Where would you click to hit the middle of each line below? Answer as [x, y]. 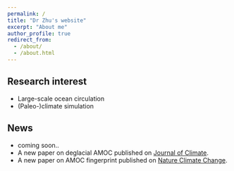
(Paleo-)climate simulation [55, 106]
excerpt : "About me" [38, 27]
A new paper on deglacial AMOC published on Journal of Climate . [113, 153]
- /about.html [34, 53]
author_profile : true [39, 33]
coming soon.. [38, 145]
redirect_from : [30, 40]
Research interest [47, 82]
